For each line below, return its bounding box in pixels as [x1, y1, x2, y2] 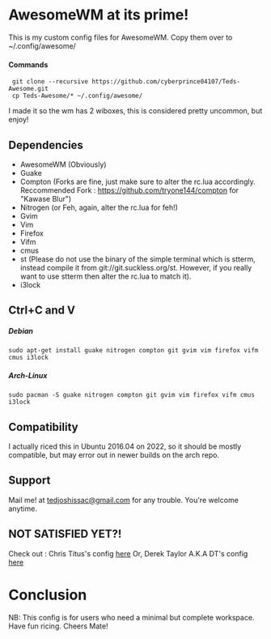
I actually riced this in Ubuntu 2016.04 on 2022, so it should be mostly [8, 441, 242, 451]
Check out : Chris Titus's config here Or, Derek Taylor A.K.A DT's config [8, 548, 248, 558]
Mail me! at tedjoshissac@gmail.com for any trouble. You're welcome [8, 495, 239, 505]
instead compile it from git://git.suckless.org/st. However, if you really [19, 262, 252, 272]
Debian [8, 326, 34, 335]
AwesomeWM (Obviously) [19, 160, 107, 169]
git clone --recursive [11, 78, 89, 86]
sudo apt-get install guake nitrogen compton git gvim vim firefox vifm [8, 347, 259, 355]
